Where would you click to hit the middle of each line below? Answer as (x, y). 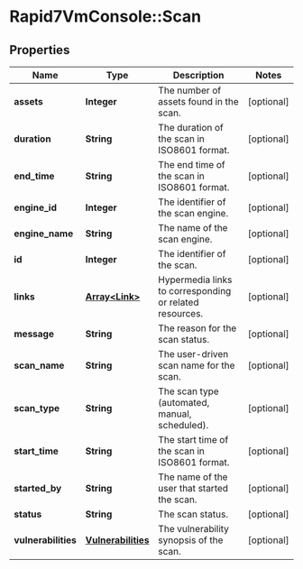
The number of (189, 90)
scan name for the (196, 365)
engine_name (44, 234)
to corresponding (194, 291)
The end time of (191, 165)
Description (198, 75)
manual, (174, 414)
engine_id (35, 207)
